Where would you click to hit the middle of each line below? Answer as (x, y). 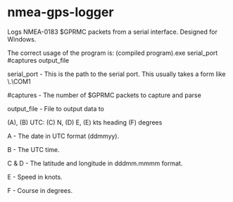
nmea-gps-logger (61, 12)
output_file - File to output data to (56, 108)
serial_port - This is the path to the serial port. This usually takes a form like (116, 74)
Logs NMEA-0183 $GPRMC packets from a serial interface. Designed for (113, 32)
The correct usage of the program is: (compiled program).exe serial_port (113, 53)
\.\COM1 (19, 81)
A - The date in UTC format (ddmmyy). (63, 136)
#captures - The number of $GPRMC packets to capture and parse (105, 95)
